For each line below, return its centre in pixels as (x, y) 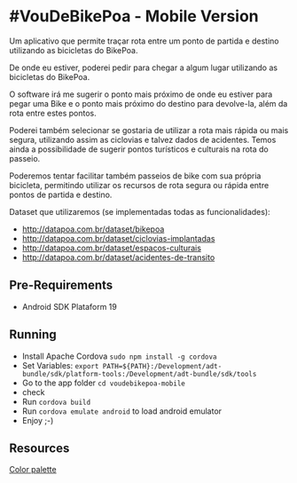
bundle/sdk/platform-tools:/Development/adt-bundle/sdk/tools (139, 374)
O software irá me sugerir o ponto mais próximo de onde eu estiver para (141, 94)
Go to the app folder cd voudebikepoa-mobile (104, 383)
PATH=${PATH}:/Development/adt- (162, 366)
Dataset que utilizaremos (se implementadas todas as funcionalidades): (140, 211)
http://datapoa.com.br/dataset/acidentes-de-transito (118, 257)
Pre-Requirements (61, 285)
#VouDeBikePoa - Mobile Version (134, 16)
